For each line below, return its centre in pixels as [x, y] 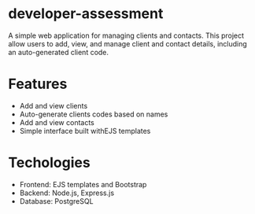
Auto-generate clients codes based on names [94, 114]
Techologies [49, 163]
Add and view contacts [57, 122]
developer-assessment [86, 14]
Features [38, 84]
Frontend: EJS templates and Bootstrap [83, 184]
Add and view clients [54, 105]
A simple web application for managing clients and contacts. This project [126, 35]
